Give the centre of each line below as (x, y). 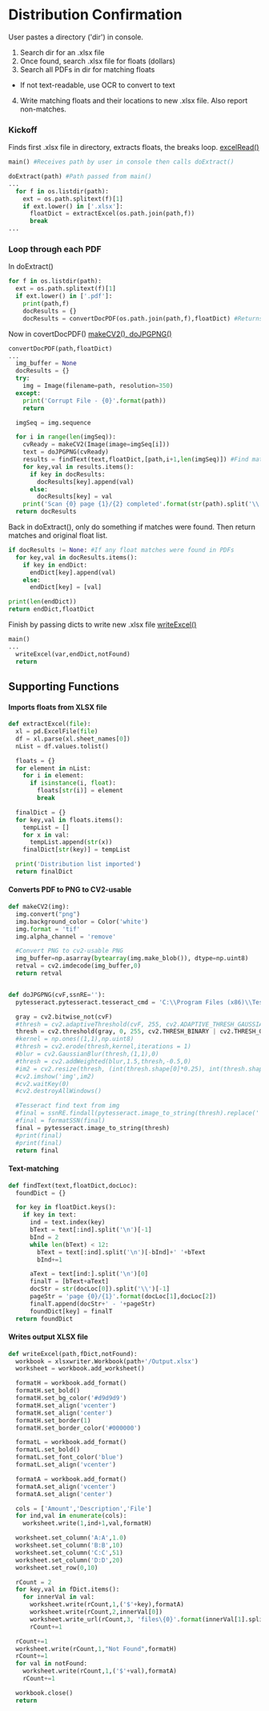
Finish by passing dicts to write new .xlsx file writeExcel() (102, 625)
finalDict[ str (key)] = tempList (76, 850)
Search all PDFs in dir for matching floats (87, 69)
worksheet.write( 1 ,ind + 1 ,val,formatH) (87, 1523)
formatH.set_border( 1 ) (53, 1420)
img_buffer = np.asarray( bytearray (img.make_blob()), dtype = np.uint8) (132, 958)
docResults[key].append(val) (86, 482)
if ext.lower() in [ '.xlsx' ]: (73, 206)
